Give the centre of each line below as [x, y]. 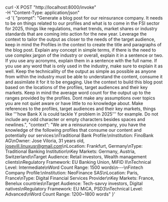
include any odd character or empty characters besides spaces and [75, 119]
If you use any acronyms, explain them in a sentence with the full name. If [81, 61]
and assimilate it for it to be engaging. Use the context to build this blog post [84, 82]
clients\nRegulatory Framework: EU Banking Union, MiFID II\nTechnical [78, 162]
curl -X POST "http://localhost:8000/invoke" [51, 7]
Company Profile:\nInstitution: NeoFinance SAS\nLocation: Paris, [72, 173]
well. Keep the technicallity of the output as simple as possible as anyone [81, 71]
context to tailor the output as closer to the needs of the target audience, [80, 39]
